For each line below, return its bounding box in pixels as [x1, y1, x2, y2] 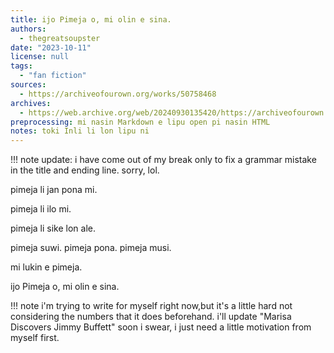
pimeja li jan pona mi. [10, 184, 98, 196]
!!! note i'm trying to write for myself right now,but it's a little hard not [10, 300, 293, 312]
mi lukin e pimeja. [10, 261, 83, 273]
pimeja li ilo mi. [10, 203, 72, 215]
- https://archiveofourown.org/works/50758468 [19, 89, 217, 99]
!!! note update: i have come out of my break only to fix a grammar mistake [10, 154, 317, 166]
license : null [10, 52, 70, 62]
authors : [10, 24, 47, 34]
